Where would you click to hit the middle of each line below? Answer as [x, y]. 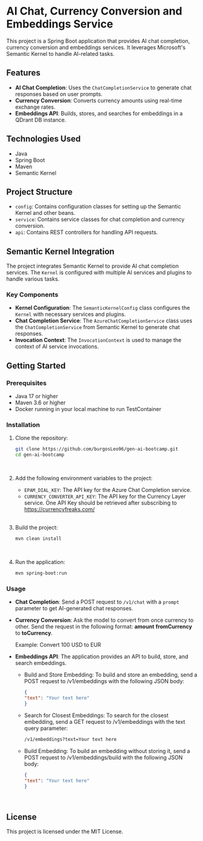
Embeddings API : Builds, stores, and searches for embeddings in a [99, 113]
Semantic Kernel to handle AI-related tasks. [61, 53]
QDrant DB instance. [41, 120]
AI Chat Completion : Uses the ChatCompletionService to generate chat [103, 87]
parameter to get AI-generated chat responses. [74, 608]
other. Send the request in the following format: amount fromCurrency [104, 627]
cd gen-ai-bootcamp [40, 455]
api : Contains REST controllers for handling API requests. [86, 233]
